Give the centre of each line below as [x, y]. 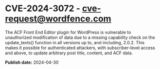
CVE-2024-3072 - [43, 9]
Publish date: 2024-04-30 [32, 62]
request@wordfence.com [58, 19]
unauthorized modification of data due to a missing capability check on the [80, 37]
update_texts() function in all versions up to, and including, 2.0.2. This [75, 42]
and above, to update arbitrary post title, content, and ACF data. [69, 53]
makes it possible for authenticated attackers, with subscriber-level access [80, 48]
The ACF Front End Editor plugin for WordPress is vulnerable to [68, 32]
